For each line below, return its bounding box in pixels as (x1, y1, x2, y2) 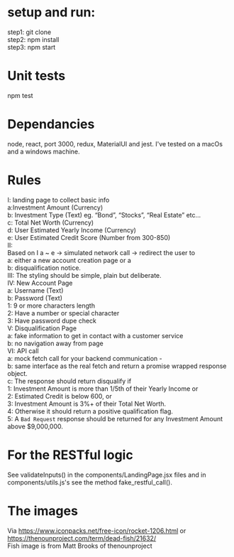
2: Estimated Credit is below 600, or (7, 391, 112, 400)
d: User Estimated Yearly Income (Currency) (7, 225, 137, 234)
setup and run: (7, 4, 96, 21)
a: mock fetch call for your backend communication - (7, 354, 163, 362)
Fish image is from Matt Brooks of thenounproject (7, 541, 152, 550)
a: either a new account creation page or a (7, 256, 131, 264)
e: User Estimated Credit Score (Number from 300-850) (7, 233, 171, 242)
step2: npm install (7, 35, 60, 43)
